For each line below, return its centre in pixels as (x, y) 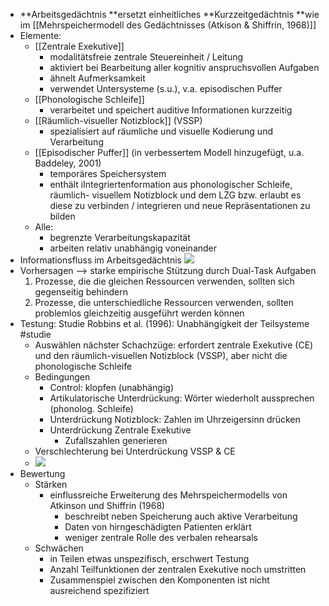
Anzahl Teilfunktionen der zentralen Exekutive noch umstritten (178, 569)
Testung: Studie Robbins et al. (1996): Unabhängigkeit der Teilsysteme (164, 323)
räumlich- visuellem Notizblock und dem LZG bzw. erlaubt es (175, 195)
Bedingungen (62, 377)
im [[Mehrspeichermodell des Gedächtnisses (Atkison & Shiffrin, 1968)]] (168, 25)
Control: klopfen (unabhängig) (112, 387)
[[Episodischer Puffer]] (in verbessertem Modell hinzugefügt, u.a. (169, 152)
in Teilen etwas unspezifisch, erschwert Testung (149, 558)
